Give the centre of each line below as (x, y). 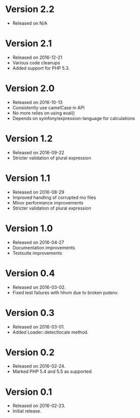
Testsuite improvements (37, 253)
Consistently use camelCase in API (48, 108)
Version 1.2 (29, 139)
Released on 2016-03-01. (39, 327)
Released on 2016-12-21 (37, 57)
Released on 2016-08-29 (38, 192)
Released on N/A (30, 23)
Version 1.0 (29, 228)
